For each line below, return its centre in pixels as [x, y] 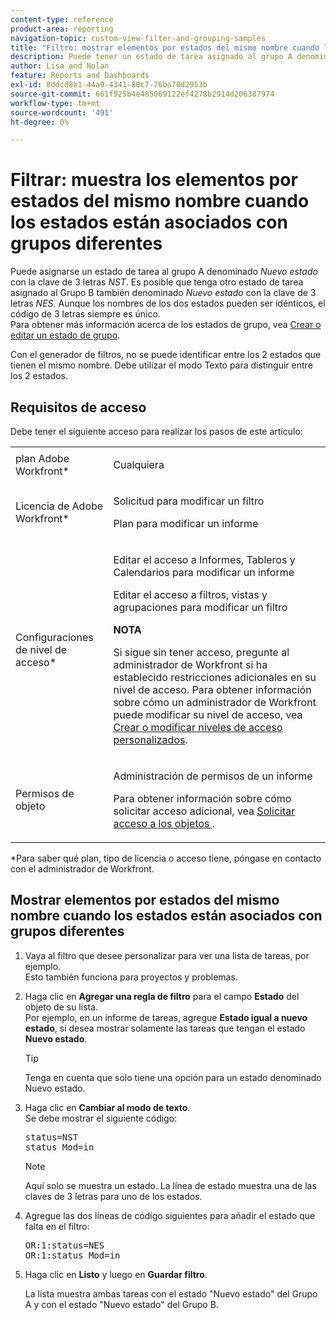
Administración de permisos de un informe [213, 776]
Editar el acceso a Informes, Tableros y [204, 559]
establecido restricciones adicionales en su [215, 677]
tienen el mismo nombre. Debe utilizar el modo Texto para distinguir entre [161, 365]
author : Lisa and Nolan [60, 66]
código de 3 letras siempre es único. [85, 314]
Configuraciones [54, 637]
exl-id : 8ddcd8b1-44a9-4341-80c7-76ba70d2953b [109, 85]
